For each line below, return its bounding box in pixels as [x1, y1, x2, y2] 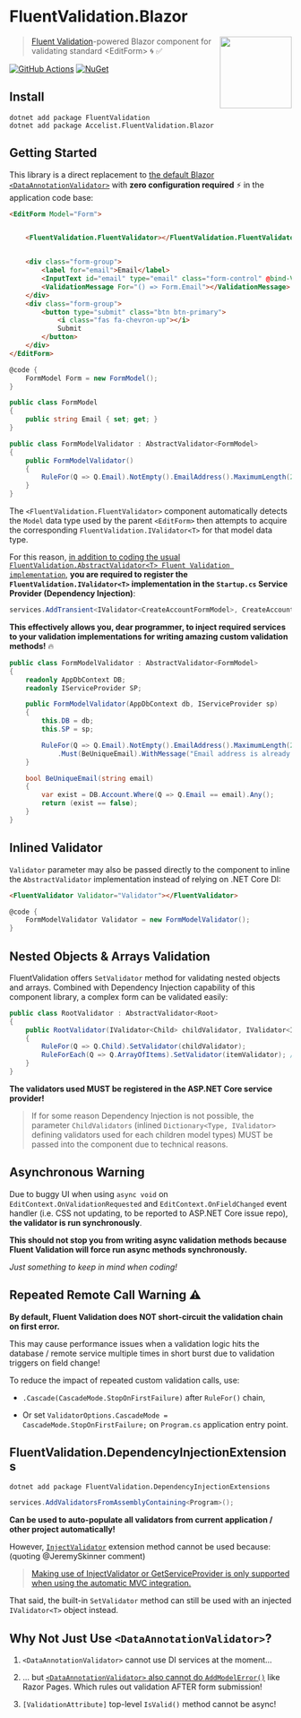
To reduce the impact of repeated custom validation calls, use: [9, 1375, 240, 1385]
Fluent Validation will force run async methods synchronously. [9, 1244, 248, 1254]
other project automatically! [9, 1524, 116, 1535]
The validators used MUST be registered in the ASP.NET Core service [9, 1083, 273, 1094]
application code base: [9, 192, 94, 203]
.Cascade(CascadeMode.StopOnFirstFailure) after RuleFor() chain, [21, 1392, 266, 1402]
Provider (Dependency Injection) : [9, 588, 136, 599]
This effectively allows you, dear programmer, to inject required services [9, 621, 287, 632]
